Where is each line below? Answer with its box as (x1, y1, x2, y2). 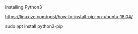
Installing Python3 (5, 4, 42, 10)
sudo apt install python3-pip (5, 23, 63, 29)
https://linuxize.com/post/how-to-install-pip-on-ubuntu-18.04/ (5, 14, 133, 19)
